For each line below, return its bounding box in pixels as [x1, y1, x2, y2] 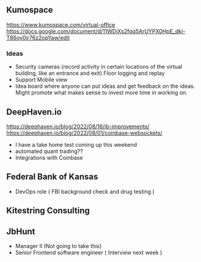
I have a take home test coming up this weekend [15, 141, 137, 148]
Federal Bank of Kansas [6, 172, 98, 182]
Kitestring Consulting [6, 205, 90, 216]
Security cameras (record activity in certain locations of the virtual [15, 63, 182, 71]
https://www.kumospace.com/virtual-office [6, 21, 115, 28]
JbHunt [6, 226, 35, 236]
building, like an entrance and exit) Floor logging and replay [15, 69, 165, 77]
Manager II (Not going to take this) [15, 242, 102, 249]
